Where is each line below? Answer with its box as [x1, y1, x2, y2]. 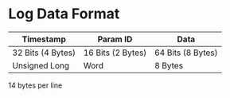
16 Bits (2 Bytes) [83, 47, 147, 58]
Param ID [97, 33, 133, 45]
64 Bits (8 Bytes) [154, 47, 218, 58]
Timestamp [21, 33, 66, 45]
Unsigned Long [12, 60, 70, 71]
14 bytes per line [8, 80, 63, 90]
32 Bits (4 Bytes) [12, 47, 76, 58]
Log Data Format [8, 5, 120, 23]
